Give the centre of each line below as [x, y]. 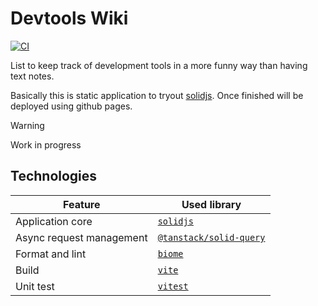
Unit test [35, 286]
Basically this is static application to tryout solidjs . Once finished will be [157, 95]
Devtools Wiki [69, 18]
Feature [82, 204]
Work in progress [46, 144]
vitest [173, 286]
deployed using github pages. [71, 106]
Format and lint [51, 254]
